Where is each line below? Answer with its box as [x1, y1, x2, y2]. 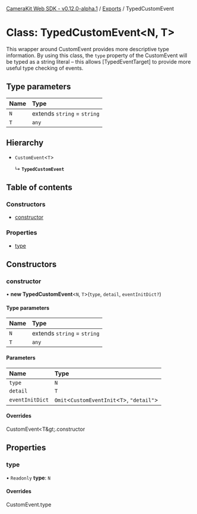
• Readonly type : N [6, 474, 51, 481]
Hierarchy [6, 138, 44, 148]
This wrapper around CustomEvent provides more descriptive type [6, 45, 169, 52]
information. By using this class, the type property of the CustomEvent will [6, 52, 188, 59]
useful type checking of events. [6, 64, 84, 71]
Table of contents [6, 182, 72, 192]
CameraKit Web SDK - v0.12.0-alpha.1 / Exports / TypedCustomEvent [6, 5, 174, 12]
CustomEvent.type [6, 501, 52, 508]
